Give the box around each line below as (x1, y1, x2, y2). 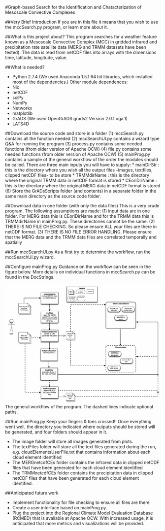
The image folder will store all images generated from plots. (12, 438, 133, 445)
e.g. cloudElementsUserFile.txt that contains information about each (12, 449, 151, 455)
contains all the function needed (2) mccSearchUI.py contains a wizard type (5, 135, 160, 141)
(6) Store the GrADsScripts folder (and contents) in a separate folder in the (5, 188, 157, 194)
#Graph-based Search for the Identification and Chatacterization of (5, 4, 142, 10)
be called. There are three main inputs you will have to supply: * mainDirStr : (5, 162, 160, 167)
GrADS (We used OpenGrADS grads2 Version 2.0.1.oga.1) (12, 116, 128, 121)
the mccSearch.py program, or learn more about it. (5, 24, 108, 30)
